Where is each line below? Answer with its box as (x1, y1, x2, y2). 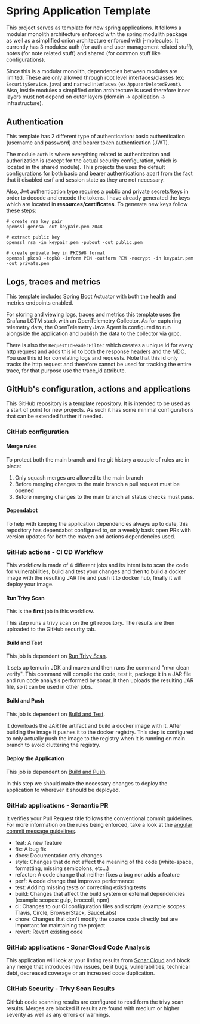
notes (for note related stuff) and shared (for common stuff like (6, 49, 161, 56)
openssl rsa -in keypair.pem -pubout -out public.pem (6, 239, 143, 245)
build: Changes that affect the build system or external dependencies (14, 890, 186, 897)
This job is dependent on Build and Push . (6, 768, 107, 775)
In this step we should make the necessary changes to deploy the (6, 779, 168, 787)
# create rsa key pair (6, 218, 63, 224)
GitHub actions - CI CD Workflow (6, 547, 103, 556)
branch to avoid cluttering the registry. (6, 741, 100, 748)
